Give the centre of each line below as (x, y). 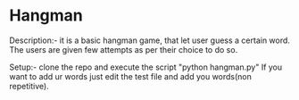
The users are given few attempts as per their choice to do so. (124, 49)
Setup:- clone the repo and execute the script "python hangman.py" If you (146, 67)
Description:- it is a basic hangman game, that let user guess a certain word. (149, 40)
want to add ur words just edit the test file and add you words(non (131, 76)
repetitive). (29, 86)
